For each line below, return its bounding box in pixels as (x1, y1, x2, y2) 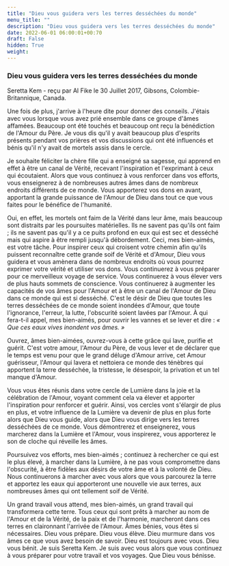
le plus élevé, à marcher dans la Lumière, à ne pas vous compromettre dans (7, 458, 221, 467)
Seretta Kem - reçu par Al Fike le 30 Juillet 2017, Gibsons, (7, 86, 169, 95)
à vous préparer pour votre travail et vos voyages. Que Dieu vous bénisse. (7, 552, 216, 560)
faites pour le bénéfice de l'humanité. (7, 200, 113, 209)
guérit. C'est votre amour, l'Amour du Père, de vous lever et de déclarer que (7, 344, 221, 352)
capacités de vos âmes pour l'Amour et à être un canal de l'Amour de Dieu (7, 287, 217, 295)
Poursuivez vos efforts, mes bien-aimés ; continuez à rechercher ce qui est (7, 451, 219, 459)
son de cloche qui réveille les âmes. (7, 437, 108, 446)
